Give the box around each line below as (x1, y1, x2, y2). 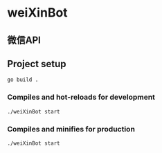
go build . (7, 76, 39, 84)
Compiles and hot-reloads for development (7, 92, 156, 102)
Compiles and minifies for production (7, 124, 135, 134)
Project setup (7, 57, 67, 70)
